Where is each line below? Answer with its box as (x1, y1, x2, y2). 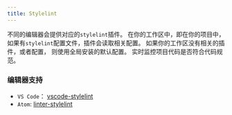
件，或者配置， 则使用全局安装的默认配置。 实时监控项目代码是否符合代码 (7, 47, 217, 55)
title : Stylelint (7, 10, 57, 17)
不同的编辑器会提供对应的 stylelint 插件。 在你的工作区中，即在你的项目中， (7, 30, 225, 38)
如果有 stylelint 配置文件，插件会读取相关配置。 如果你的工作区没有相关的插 (7, 39, 225, 47)
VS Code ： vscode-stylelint (17, 91, 93, 100)
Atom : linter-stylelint (17, 100, 73, 108)
